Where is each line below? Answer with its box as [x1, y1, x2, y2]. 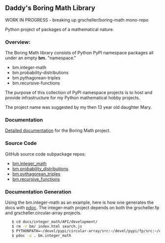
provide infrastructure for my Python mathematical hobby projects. [5, 95, 140, 101]
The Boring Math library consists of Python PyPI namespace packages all [5, 50, 154, 56]
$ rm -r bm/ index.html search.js [11, 224, 82, 229]
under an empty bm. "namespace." [5, 55, 77, 61]
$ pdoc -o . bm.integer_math [11, 233, 71, 238]
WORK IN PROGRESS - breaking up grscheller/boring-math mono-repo [5, 17, 149, 23]
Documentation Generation [5, 188, 72, 195]
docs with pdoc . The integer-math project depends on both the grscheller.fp [5, 205, 160, 210]
